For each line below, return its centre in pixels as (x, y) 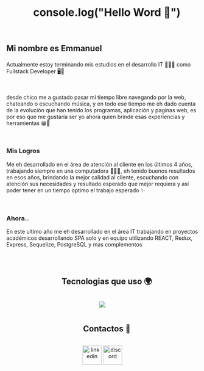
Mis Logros (23, 151)
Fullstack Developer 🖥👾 (36, 71)
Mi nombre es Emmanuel (54, 49)
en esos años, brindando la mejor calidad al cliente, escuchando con (92, 177)
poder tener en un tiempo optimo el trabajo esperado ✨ (76, 190)
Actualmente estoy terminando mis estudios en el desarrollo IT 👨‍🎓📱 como (99, 65)
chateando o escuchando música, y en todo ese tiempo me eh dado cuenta (101, 104)
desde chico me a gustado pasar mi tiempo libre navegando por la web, (96, 98)
